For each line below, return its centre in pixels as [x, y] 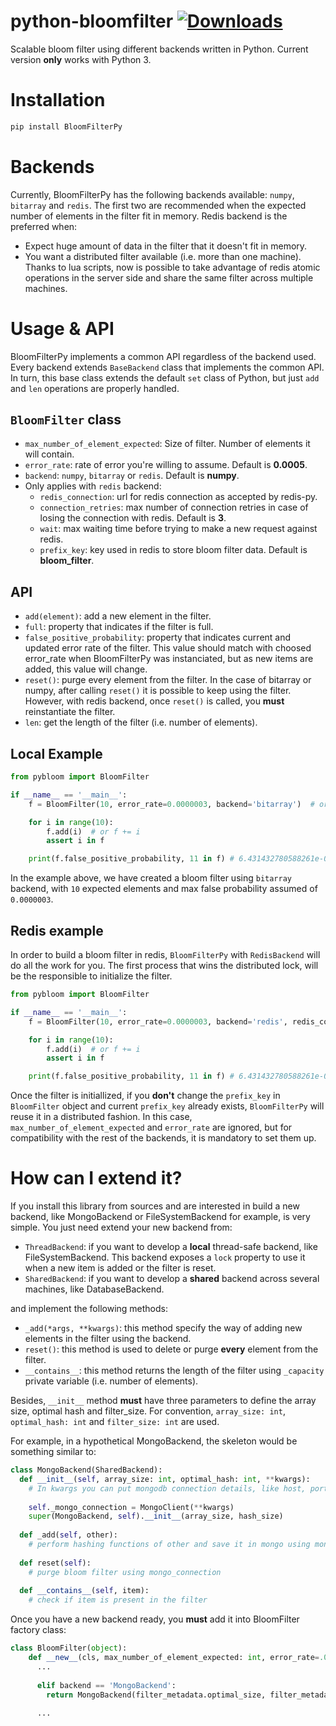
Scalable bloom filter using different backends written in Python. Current [159, 49]
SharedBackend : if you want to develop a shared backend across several [172, 1279]
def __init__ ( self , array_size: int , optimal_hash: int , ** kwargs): [165, 1479]
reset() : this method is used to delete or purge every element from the [171, 1349]
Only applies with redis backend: [93, 486]
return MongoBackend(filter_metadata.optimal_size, [156, 1695]
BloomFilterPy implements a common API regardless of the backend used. [163, 356]
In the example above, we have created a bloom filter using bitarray [151, 878]
